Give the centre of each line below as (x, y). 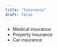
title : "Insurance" (26, 10)
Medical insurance (32, 29)
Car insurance (27, 40)
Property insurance (33, 34)
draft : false (19, 15)
